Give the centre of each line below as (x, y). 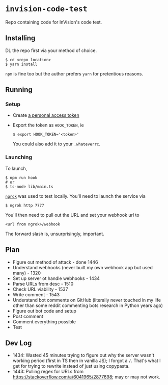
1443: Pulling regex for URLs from (48, 372)
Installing (20, 38)
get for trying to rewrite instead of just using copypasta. (71, 366)
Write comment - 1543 (36, 294)
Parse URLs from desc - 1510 (43, 284)
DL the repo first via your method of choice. (51, 50)
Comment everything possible (44, 322)
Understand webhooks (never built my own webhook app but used (82, 267)
